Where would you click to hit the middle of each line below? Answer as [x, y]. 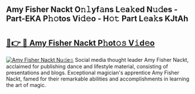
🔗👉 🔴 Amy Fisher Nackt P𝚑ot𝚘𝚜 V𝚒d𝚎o [80, 43]
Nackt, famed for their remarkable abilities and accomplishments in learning [98, 79]
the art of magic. [26, 85]
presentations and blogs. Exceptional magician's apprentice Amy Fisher [93, 73]
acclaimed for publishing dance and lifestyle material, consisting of [87, 66]
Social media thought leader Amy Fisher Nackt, [132, 60]
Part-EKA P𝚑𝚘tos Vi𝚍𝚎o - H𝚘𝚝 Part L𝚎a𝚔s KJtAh [97, 19]
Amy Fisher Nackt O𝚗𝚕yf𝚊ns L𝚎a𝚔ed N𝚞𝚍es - [92, 10]
